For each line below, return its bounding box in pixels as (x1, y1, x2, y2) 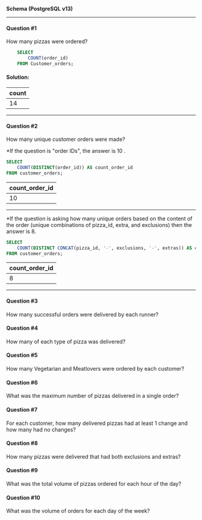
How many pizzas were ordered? (6, 38, 88, 45)
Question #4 (6, 324, 38, 332)
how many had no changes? (6, 426, 76, 433)
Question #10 (6, 494, 40, 501)
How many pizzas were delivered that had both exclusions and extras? (6, 453, 181, 460)
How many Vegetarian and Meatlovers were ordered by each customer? (6, 365, 185, 373)
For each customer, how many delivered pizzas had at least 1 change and (6, 419, 188, 427)
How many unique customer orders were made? (6, 135, 126, 143)
